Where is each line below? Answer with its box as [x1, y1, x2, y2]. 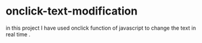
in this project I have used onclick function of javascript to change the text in [5, 24, 196, 31]
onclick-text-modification [5, 4, 138, 18]
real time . [5, 30, 31, 38]
